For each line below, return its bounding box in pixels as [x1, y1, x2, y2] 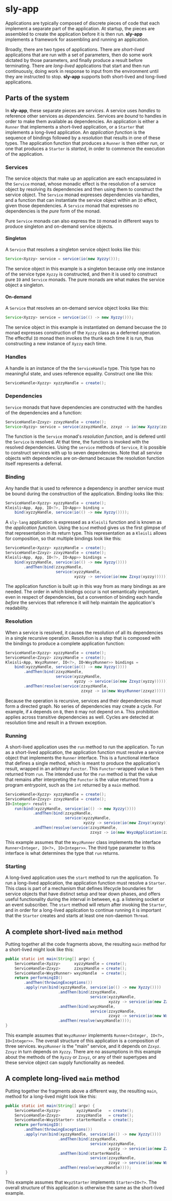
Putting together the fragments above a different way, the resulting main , [5, 1088, 158, 1094]
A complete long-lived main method [5, 1074, 120, 1083]
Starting [5, 862, 27, 870]
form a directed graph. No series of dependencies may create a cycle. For [5, 703, 161, 709]
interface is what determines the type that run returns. [5, 850, 120, 856]
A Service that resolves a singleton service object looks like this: [5, 246, 141, 252]
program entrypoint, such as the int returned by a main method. [5, 782, 140, 788]
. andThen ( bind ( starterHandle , [58, 1151, 123, 1156]
